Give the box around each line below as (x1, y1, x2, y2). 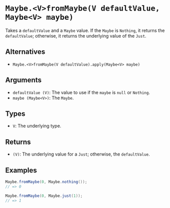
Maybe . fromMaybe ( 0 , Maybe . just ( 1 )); (5, 193, 83, 198)
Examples (5, 166, 37, 174)
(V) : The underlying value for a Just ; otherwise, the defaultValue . (12, 151, 150, 157)
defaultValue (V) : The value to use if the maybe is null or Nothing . (12, 89, 150, 95)
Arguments (5, 76, 42, 84)
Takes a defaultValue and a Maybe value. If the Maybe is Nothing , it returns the (5, 27, 165, 34)
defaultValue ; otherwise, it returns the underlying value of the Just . (5, 33, 147, 39)
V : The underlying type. (12, 123, 62, 129)
